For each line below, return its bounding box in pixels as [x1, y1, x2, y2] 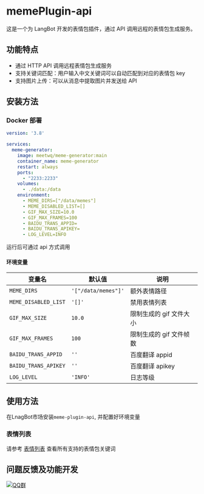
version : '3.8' [6, 130, 45, 137]
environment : [17, 192, 50, 198]
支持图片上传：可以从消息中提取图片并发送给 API [15, 77, 138, 84]
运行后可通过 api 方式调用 [6, 243, 70, 251]
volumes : [17, 181, 39, 187]
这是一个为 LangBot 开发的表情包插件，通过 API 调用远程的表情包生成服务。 [6, 25, 196, 32]
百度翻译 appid [130, 351, 173, 359]
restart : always [17, 164, 59, 170]
